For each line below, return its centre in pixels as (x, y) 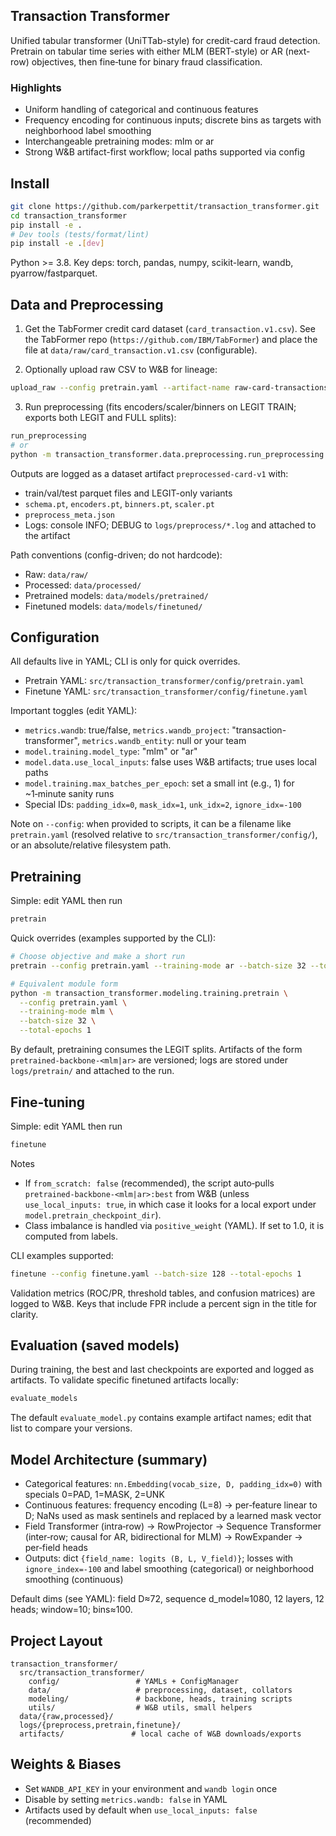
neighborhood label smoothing (88, 131)
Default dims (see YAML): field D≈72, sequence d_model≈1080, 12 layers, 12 (167, 1599)
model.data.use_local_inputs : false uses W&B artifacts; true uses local (170, 762)
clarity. (24, 1314)
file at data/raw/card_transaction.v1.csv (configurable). (141, 350)
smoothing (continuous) (74, 1580)
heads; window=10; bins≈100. (71, 1610)
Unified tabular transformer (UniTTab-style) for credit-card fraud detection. (165, 40)
